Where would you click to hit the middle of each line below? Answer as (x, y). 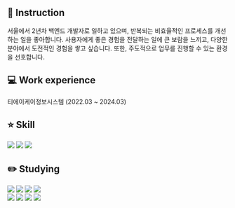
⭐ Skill (21, 125)
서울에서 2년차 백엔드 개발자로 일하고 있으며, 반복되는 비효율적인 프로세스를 (110, 30)
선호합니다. (30, 57)
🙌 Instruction (36, 13)
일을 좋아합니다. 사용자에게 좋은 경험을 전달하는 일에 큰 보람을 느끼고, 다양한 (124, 39)
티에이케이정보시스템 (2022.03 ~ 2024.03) (67, 102)
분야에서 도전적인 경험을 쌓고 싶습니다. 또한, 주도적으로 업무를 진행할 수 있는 (111, 48)
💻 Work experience (52, 80)
